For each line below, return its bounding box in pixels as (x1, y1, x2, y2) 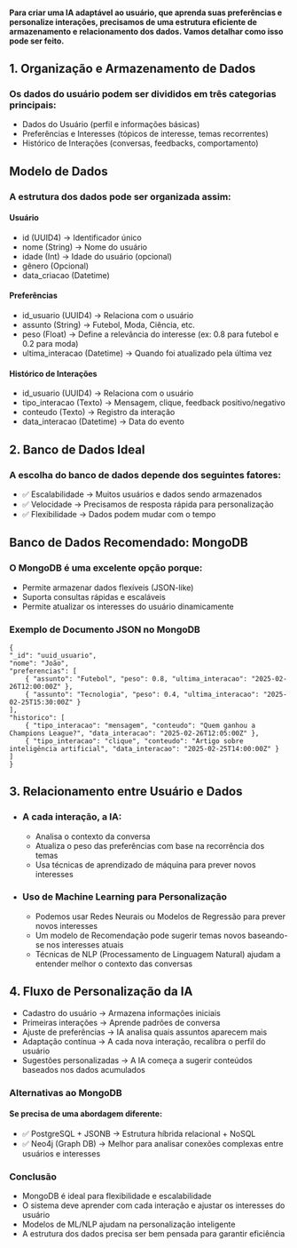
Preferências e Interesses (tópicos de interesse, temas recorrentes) (21, 129, 269, 140)
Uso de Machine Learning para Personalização (21, 891, 228, 903)
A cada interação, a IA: (21, 811, 122, 823)
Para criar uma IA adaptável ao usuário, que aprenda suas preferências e (9, 7, 283, 18)
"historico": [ (9, 713, 66, 722)
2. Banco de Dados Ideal (9, 442, 145, 457)
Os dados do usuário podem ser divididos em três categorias (9, 87, 277, 100)
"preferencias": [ (9, 667, 77, 676)
